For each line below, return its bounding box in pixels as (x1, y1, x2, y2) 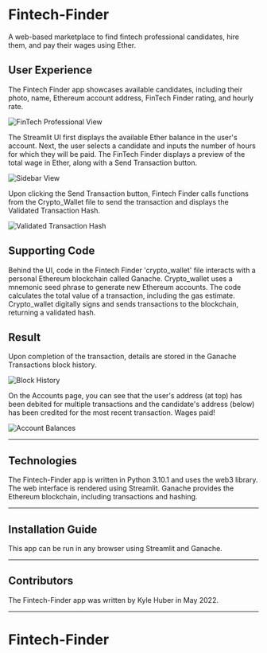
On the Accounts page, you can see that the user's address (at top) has (8, 391, 242, 401)
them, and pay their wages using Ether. (8, 40, 137, 49)
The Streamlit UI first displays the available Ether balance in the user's (8, 132, 238, 142)
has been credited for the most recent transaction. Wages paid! (8, 408, 216, 417)
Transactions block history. (8, 360, 97, 370)
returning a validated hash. (8, 307, 96, 317)
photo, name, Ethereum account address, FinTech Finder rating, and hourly (8, 93, 254, 103)
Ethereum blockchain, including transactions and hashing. (8, 492, 198, 502)
